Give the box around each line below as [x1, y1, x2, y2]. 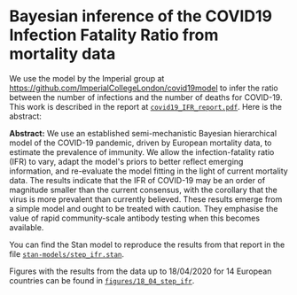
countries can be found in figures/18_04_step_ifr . [9, 275, 195, 285]
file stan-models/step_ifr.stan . [9, 248, 125, 259]
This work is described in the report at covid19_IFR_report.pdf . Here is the [9, 101, 282, 112]
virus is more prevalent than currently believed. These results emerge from [9, 193, 283, 205]
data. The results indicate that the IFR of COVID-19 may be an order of [9, 175, 266, 185]
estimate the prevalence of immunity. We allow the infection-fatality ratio [9, 146, 275, 157]
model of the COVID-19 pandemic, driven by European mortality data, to [9, 137, 272, 148]
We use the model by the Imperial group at [9, 73, 165, 83]
